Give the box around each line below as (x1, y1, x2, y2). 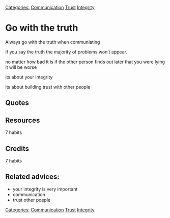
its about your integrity (5, 74, 53, 80)
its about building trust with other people (5, 84, 91, 90)
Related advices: (5, 173, 60, 181)
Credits (5, 144, 30, 153)
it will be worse (5, 64, 37, 70)
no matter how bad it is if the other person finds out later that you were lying (5, 59, 165, 65)
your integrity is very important (12, 186, 78, 192)
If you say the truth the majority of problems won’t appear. (5, 48, 127, 55)
